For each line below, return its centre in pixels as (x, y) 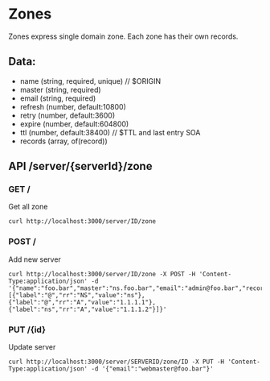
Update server (32, 347)
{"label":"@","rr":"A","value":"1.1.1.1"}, (82, 302)
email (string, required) (58, 98)
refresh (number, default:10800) (73, 106)
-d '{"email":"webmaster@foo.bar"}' (153, 369)
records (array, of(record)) (64, 141)
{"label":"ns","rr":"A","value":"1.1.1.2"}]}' (88, 309)
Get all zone (28, 207)
